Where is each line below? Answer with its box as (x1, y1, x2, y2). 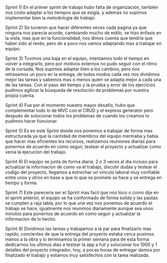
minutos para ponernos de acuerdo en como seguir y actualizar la (5, 211, 141, 217)
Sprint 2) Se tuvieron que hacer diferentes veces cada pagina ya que (5, 24, 147, 30)
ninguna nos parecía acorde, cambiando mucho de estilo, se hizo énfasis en (5, 30, 162, 35)
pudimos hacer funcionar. (5, 118, 58, 124)
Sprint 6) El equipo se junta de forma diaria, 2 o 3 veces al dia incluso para (5, 159, 158, 164)
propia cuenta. (5, 92, 35, 98)
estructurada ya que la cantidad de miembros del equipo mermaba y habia (5, 133, 159, 139)
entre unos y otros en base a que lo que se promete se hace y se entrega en (5, 175, 162, 180)
